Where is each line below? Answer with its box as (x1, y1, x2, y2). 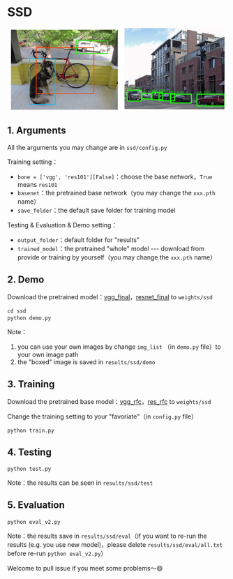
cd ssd (7, 308, 27, 315)
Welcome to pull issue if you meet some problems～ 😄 (7, 564, 163, 572)
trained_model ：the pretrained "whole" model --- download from (17, 244, 204, 253)
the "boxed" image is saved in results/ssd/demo (17, 358, 156, 366)
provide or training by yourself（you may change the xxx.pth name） (17, 253, 216, 262)
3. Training (7, 378, 55, 390)
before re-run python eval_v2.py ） (7, 549, 107, 557)
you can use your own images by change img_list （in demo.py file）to (17, 343, 221, 351)
